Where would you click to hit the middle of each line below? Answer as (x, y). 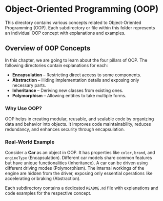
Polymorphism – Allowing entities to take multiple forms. (69, 95)
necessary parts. (29, 85)
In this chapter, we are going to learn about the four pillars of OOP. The (76, 60)
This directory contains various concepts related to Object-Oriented (73, 22)
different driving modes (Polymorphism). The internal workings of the (75, 168)
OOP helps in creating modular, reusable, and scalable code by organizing (80, 119)
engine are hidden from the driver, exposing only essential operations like (79, 173)
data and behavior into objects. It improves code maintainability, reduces (78, 124)
